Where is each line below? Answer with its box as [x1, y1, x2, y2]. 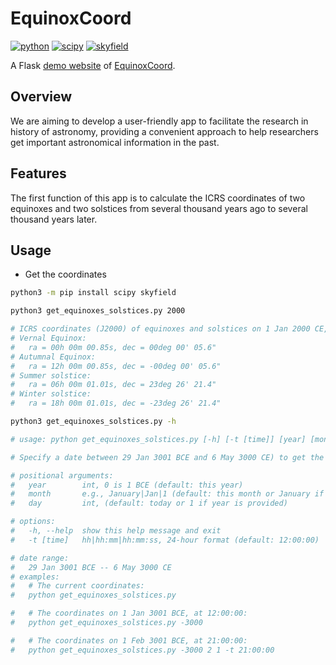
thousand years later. [10, 213, 98, 225]
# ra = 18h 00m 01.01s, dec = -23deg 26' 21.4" [10, 398, 222, 409]
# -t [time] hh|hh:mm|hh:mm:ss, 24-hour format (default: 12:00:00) [10, 535, 320, 545]
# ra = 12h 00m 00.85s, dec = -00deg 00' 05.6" [10, 361, 222, 371]
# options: [10, 517, 56, 527]
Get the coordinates [24, 268, 107, 281]
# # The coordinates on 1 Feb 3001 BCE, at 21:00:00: [10, 635, 248, 646]
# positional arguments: [10, 470, 114, 481]
